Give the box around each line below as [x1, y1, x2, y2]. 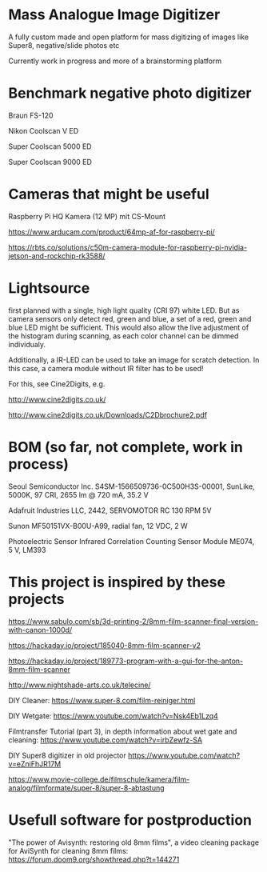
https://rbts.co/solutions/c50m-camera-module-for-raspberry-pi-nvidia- [8, 242, 248, 252]
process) [8, 454, 70, 473]
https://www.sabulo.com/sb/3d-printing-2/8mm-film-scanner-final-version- [8, 616, 259, 626]
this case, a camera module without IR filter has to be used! [8, 363, 204, 373]
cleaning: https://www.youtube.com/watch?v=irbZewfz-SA [8, 734, 202, 745]
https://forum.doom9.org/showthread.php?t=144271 [8, 854, 180, 864]
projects [8, 590, 66, 608]
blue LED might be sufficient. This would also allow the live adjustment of [8, 322, 249, 332]
